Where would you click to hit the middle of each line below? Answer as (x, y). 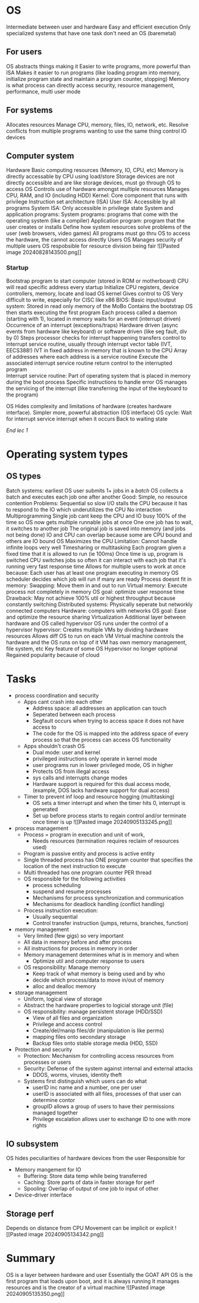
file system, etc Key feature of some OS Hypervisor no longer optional (92, 649)
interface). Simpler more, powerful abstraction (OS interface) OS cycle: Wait (99, 412)
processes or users (47, 1062)
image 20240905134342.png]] (66, 1235)
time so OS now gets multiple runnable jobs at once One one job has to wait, (99, 522)
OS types (24, 476)
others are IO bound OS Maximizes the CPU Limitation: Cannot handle (91, 541)
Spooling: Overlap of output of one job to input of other (91, 1189)
